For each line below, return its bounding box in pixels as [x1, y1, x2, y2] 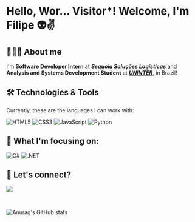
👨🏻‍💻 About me [6, 47, 62, 57]
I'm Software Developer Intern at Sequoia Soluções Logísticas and [6, 62, 177, 70]
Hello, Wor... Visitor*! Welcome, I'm [6, 4, 190, 18]
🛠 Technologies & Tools [6, 87, 99, 98]
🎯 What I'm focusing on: [6, 136, 99, 146]
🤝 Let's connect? [6, 170, 72, 180]
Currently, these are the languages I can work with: [6, 106, 134, 113]
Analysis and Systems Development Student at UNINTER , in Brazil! [6, 69, 177, 76]
